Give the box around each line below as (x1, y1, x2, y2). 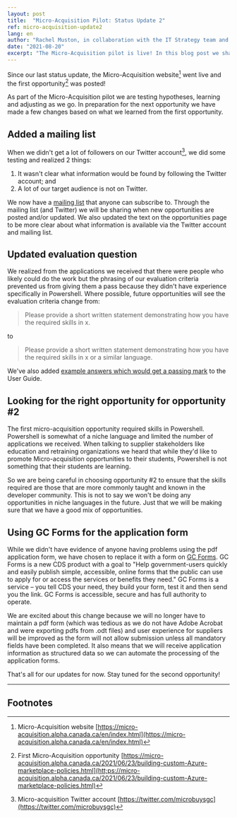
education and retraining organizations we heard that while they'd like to (7, 447, 217, 456)
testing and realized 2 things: (7, 155, 92, 164)
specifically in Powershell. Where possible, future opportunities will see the (7, 290, 226, 298)
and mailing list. (7, 227, 53, 237)
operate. (7, 598, 32, 606)
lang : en (7, 30, 33, 37)
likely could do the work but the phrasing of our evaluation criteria (7, 275, 199, 283)
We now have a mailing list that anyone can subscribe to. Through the (7, 198, 210, 206)
